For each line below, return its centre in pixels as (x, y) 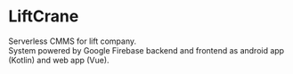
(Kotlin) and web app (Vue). (59, 60)
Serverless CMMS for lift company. (73, 41)
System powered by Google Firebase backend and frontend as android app (146, 50)
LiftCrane (44, 16)
